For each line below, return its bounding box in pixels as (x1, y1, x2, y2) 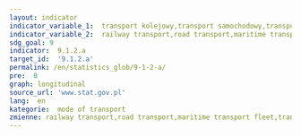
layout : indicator (9, 13, 78, 22)
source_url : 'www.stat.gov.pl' (9, 88, 126, 97)
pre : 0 (9, 72, 39, 81)
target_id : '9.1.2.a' (9, 55, 94, 64)
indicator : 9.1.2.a (9, 47, 87, 55)
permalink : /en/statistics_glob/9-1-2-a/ (9, 64, 167, 72)
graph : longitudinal (9, 80, 87, 89)
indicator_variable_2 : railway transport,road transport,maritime (9, 30, 267, 38)
